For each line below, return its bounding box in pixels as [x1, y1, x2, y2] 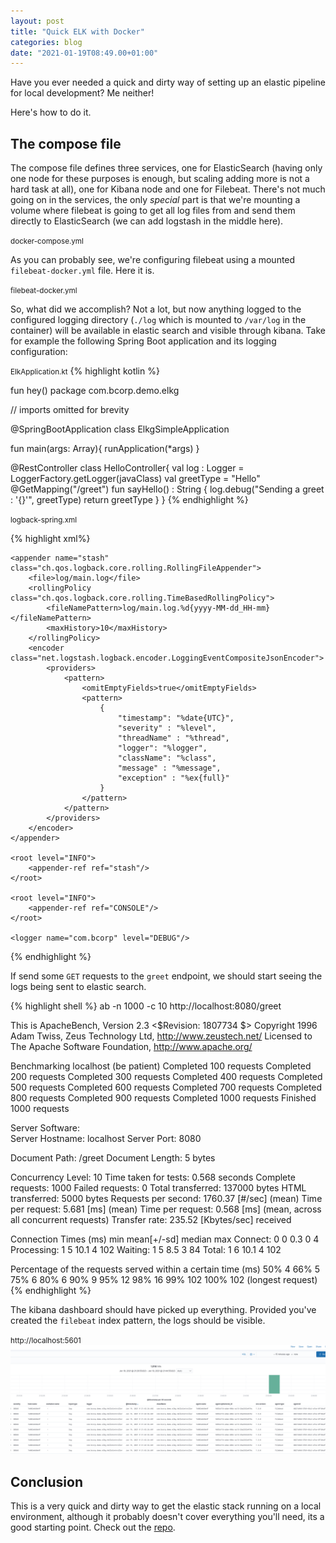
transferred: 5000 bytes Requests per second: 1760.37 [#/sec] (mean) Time [10, 1193, 323, 1205]
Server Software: [10, 1122, 81, 1134]
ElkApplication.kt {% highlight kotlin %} [10, 365, 160, 377]
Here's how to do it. [10, 106, 92, 119]
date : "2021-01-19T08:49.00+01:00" [10, 48, 159, 58]
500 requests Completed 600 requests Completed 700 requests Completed [10, 1081, 323, 1094]
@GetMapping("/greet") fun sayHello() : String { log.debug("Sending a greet [10, 483, 325, 495]
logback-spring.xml [10, 515, 78, 525]
